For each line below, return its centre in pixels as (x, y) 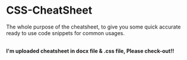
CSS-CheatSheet (49, 10)
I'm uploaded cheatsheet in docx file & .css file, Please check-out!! (90, 50)
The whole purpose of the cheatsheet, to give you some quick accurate (93, 27)
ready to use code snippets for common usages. (65, 33)
